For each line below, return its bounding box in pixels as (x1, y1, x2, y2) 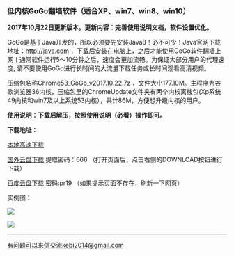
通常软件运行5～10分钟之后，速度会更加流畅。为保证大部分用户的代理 (19, 56, 219, 64)
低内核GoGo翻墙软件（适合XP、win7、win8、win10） (7, 6, 190, 15)
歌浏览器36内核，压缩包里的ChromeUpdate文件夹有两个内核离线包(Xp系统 (7, 88, 221, 96)
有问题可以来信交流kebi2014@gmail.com (7, 241, 124, 250)
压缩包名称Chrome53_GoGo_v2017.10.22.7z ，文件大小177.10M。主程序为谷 (7, 79, 221, 88)
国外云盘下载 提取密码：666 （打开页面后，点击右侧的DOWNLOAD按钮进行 (7, 155, 223, 164)
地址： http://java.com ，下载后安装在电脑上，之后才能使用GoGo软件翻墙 (7, 47, 216, 55)
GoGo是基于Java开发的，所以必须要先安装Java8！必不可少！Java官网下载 (7, 38, 221, 47)
